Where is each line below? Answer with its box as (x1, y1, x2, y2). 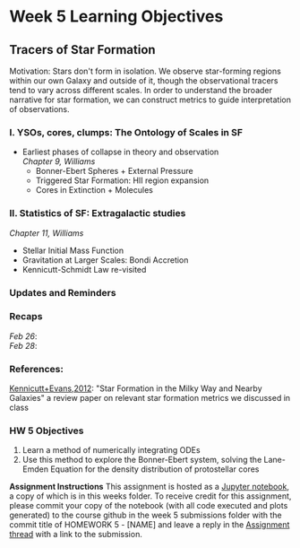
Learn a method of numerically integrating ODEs (21, 445, 201, 456)
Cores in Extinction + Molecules (35, 185, 154, 196)
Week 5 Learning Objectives (9, 6, 224, 27)
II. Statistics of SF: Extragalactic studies (9, 207, 186, 220)
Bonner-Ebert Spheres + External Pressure (35, 166, 194, 177)
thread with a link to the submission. (9, 529, 143, 540)
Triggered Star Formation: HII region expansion (35, 175, 210, 186)
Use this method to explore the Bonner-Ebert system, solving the (21, 455, 262, 465)
